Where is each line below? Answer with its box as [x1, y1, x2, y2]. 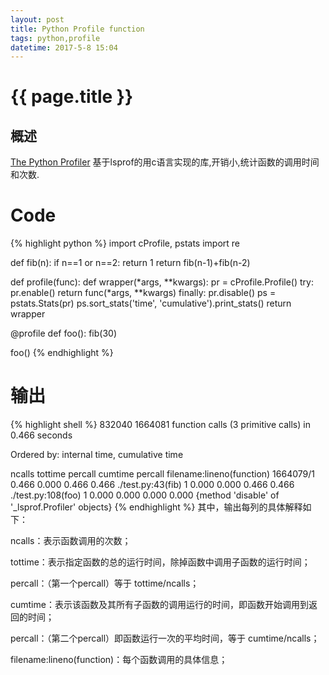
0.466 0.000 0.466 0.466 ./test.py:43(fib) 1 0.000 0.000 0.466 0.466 [10, 479, 295, 491]
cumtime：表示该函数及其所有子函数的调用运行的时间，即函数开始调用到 [10, 599, 309, 611]
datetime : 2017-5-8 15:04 [10, 42, 118, 53]
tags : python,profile [10, 33, 101, 43]
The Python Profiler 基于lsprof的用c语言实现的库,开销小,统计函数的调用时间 [10, 156, 320, 168]
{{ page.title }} [10, 86, 134, 108]
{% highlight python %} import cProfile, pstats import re [10, 237, 241, 250]
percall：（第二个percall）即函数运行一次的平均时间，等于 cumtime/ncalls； [10, 632, 320, 645]
